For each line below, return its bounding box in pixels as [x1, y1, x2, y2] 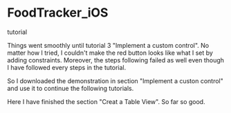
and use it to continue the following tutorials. [7, 84, 134, 92]
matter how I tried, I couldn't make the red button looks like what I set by [7, 49, 213, 57]
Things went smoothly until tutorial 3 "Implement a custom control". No [7, 41, 210, 49]
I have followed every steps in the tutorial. [7, 63, 127, 71]
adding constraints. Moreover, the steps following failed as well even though [7, 55, 225, 64]
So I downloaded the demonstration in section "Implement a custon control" [7, 76, 223, 85]
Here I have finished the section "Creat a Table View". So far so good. [7, 97, 205, 105]
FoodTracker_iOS [7, 5, 109, 21]
